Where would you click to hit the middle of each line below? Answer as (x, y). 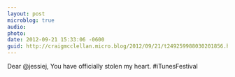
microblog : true (31, 20)
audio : (17, 27)
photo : (17, 33)
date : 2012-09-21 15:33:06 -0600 (56, 40)
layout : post (26, 14)
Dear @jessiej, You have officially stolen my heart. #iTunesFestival (102, 66)
